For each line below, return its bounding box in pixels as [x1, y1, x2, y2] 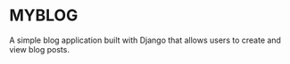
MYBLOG [9, 5, 79, 26]
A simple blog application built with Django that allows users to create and [9, 35, 281, 45]
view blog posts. [9, 44, 70, 54]
